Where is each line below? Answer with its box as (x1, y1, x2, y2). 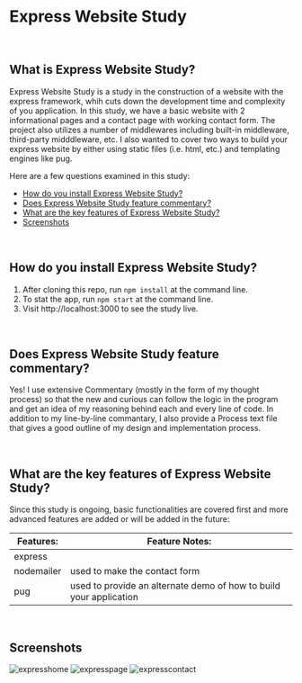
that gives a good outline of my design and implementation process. (9, 423, 262, 434)
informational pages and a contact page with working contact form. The (9, 114, 276, 125)
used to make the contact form (70, 565, 200, 578)
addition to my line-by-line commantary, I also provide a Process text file (9, 413, 278, 424)
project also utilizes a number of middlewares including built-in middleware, (9, 124, 290, 135)
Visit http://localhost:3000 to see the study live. (22, 303, 199, 314)
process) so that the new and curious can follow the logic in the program (9, 394, 279, 405)
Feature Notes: (147, 535, 212, 548)
